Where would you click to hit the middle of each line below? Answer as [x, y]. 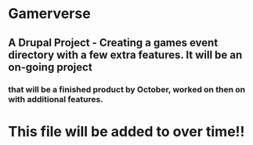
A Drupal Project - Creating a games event [113, 43]
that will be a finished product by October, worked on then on [127, 89]
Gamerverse [50, 14]
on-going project [50, 67]
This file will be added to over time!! [127, 131]
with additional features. [56, 99]
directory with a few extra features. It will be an [125, 54]
